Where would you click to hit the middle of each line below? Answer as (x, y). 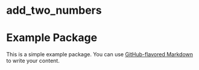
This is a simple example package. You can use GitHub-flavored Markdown (100, 54)
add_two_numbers (54, 10)
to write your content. (33, 61)
